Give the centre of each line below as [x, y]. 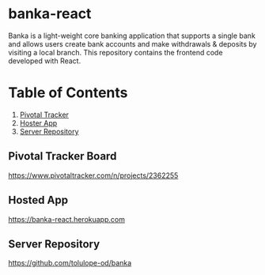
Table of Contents [68, 93]
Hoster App [38, 122]
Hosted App [38, 200]
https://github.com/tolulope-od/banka [70, 263]
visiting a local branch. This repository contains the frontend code [115, 52]
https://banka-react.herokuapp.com [66, 219]
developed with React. [45, 61]
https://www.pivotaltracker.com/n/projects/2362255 [93, 175]
